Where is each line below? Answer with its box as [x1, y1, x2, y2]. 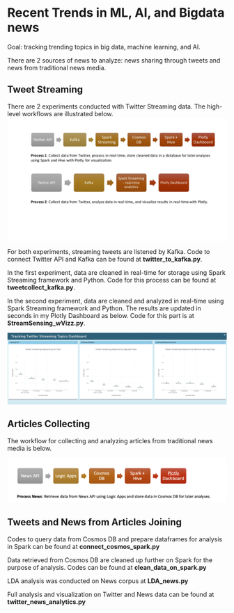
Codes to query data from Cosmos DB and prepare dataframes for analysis [7, 534, 223, 543]
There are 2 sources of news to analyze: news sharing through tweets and [7, 56, 221, 64]
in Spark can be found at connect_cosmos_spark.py [7, 542, 160, 550]
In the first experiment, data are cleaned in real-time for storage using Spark [7, 269, 226, 277]
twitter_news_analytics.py [7, 597, 86, 606]
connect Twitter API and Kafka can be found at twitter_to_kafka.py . [7, 255, 203, 264]
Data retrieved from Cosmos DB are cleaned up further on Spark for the [7, 555, 213, 564]
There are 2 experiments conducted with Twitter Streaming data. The [7, 102, 205, 111]
